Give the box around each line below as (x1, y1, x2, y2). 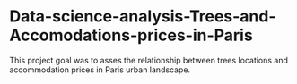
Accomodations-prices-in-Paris (9, 25, 253, 46)
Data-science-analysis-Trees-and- (9, 6, 276, 27)
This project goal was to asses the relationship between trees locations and (9, 55, 289, 65)
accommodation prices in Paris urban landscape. (9, 64, 191, 75)
